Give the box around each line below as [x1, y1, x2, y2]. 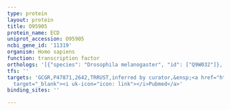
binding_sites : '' [7, 87, 60, 93]
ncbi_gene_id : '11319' [7, 42, 72, 49]
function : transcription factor [7, 55, 100, 62]
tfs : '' [7, 67, 30, 74]
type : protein [7, 10, 48, 17]
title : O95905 [7, 23, 48, 30]
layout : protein [7, 16, 54, 23]
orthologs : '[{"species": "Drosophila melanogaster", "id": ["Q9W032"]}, [7, 61, 223, 68]
